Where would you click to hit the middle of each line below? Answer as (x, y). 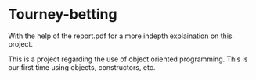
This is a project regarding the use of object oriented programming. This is (128, 59)
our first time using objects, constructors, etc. (82, 67)
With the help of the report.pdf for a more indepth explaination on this (120, 36)
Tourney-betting (63, 14)
